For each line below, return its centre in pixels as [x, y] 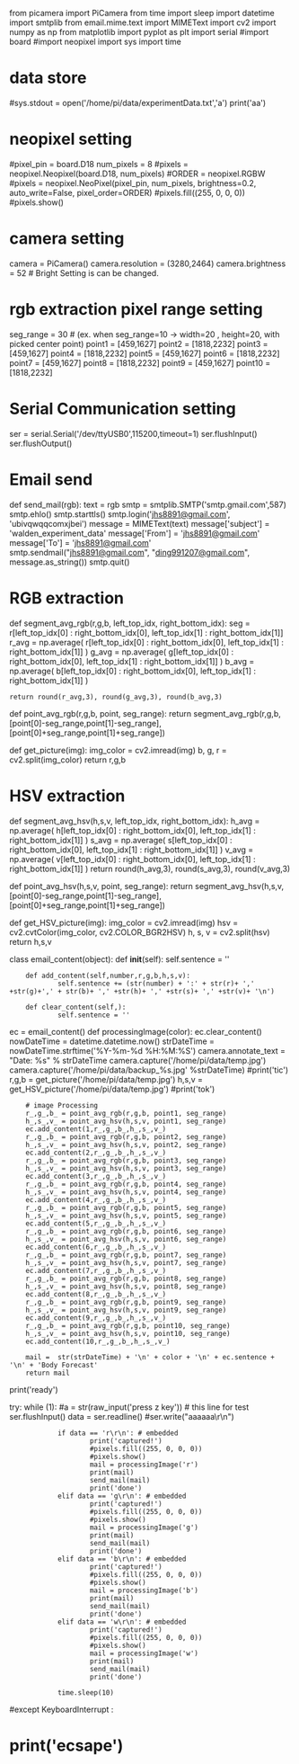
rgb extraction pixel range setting [136, 309]
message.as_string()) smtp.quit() [70, 562]
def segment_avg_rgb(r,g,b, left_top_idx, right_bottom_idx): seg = [130, 623]
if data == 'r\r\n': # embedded [118, 1433]
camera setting [67, 239]
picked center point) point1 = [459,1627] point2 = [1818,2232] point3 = [139, 343]
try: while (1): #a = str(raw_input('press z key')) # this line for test [129, 1407]
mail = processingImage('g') [144, 1528]
